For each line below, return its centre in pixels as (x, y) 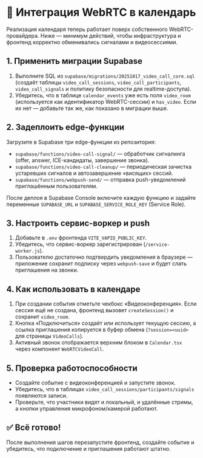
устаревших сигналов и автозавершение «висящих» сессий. (94, 173)
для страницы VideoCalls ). (49, 336)
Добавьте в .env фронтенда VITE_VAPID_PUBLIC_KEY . (81, 238)
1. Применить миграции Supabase (74, 61)
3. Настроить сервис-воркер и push (78, 223)
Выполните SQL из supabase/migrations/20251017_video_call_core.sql (105, 76)
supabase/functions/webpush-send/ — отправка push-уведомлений (100, 179)
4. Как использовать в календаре (73, 289)
